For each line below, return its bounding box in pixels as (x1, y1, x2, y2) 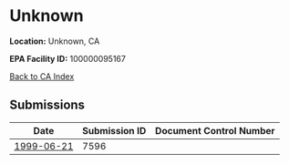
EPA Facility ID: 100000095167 (9, 53, 126, 64)
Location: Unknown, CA (9, 36, 100, 46)
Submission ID (81, 124, 147, 137)
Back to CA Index (9, 70, 75, 82)
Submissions (9, 97, 85, 113)
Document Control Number (154, 124, 275, 137)
